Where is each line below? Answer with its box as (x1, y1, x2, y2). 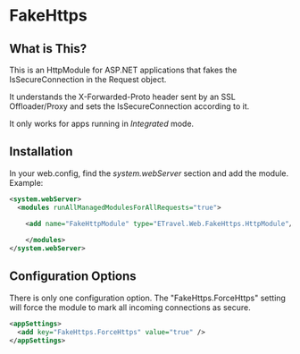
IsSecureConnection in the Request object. (9, 74, 167, 85)
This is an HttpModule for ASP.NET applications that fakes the (9, 64, 237, 75)
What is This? (9, 41, 87, 56)
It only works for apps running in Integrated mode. (9, 118, 195, 129)
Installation (9, 144, 73, 159)
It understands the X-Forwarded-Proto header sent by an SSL (9, 91, 237, 102)
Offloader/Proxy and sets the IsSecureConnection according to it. (9, 101, 250, 112)
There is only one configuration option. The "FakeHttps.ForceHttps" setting (9, 292, 286, 303)
